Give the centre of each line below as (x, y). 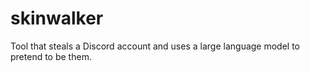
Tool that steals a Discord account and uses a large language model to (155, 46)
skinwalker (57, 18)
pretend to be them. (51, 56)
